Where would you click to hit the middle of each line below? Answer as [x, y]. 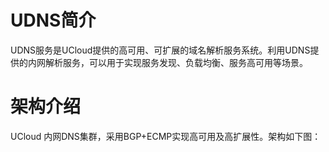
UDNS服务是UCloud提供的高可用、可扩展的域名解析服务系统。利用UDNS [160, 50]
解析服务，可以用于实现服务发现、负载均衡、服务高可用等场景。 [176, 62]
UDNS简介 [53, 20]
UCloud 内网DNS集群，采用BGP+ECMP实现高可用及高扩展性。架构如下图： [166, 136]
